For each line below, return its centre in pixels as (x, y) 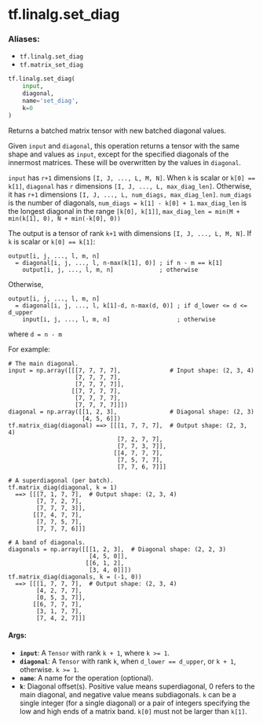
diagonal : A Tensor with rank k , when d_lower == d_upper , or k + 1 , (128, 661)
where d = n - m (35, 334)
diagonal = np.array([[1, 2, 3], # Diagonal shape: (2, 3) (131, 412)
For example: (29, 349)
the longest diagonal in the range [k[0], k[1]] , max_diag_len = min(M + (124, 211)
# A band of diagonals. (47, 542)
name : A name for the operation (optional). (86, 678)
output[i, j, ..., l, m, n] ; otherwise (110, 270)
